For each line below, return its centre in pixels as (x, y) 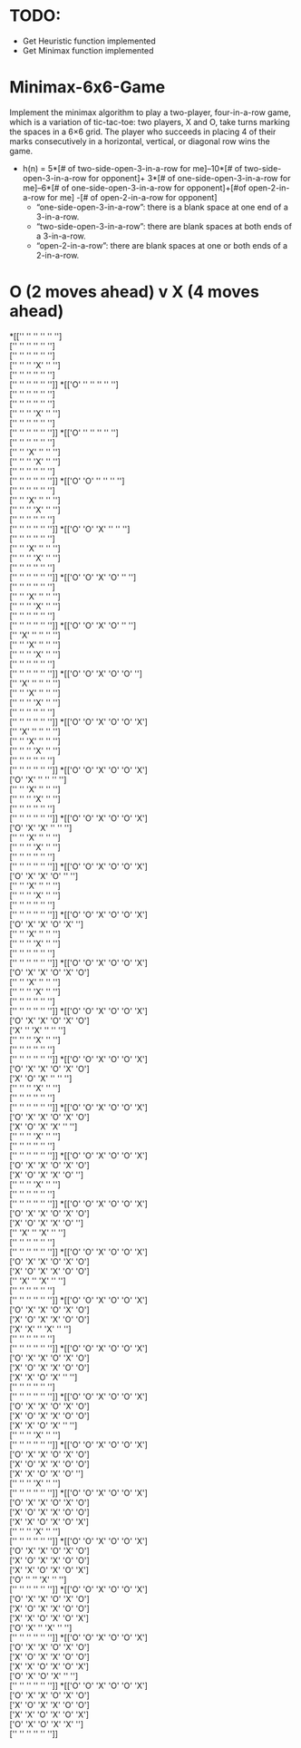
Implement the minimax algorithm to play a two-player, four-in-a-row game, (150, 112)
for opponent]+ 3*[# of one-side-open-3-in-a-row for (189, 178)
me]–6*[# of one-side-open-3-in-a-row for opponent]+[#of (134, 188)
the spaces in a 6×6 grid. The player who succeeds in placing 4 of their (143, 132)
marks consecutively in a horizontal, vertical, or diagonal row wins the (140, 141)
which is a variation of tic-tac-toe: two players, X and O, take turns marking (150, 122)
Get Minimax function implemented (88, 50)
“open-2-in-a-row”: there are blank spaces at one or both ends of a (162, 245)
